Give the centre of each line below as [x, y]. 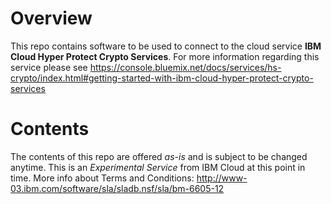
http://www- [222, 178]
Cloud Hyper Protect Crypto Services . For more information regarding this [165, 56]
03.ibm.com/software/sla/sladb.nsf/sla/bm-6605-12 [117, 188]
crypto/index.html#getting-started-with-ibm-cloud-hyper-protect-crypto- [162, 78]
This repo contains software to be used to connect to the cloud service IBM [166, 46]
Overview [51, 18]
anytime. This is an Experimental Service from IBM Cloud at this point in [158, 167]
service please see [49, 67]
